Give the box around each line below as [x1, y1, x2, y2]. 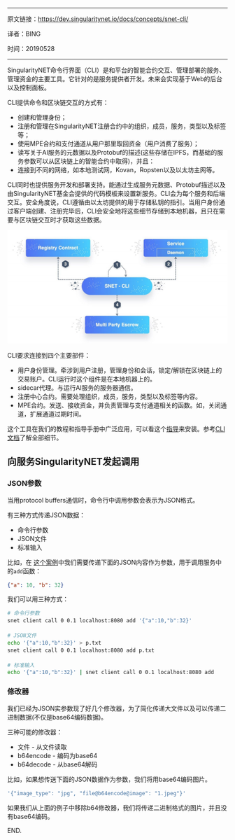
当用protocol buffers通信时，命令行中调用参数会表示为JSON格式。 [7, 496, 199, 504]
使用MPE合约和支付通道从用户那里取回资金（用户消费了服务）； [17, 139, 199, 148]
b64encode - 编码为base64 [17, 751, 98, 759]
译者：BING [7, 29, 41, 38]
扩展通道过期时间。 [29, 409, 85, 418]
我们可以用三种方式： [7, 595, 69, 603]
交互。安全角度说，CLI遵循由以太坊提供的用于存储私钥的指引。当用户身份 [7, 198, 219, 206]
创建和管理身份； [17, 113, 67, 121]
